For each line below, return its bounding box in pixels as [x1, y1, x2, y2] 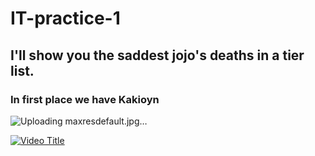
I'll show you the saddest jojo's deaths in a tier [10, 47, 305, 64]
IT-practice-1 [10, 7, 121, 30]
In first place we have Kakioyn [10, 92, 160, 106]
